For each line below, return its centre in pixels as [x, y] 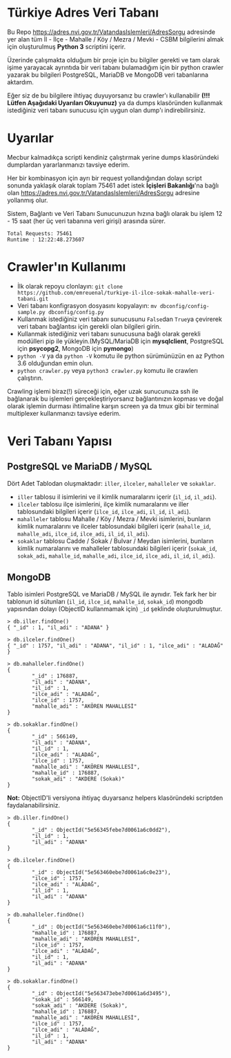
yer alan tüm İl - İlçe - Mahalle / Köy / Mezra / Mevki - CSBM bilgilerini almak [115, 39]
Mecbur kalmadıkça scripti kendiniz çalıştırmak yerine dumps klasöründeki [113, 157]
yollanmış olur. [28, 200]
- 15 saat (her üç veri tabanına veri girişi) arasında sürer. [87, 221]
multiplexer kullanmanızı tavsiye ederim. [64, 413]
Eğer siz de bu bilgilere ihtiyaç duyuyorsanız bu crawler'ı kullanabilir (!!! [109, 95]
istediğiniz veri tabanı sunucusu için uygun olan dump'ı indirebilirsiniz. [106, 110]
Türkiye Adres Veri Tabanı [83, 13]
